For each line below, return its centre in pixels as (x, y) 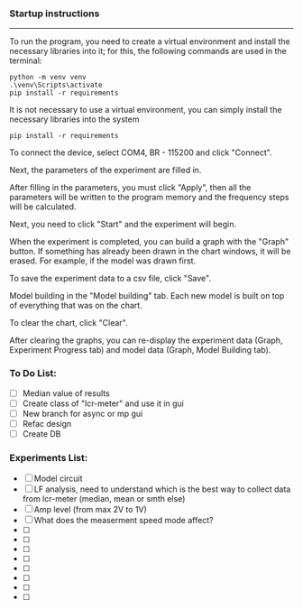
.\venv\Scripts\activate (56, 85)
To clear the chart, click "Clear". (69, 323)
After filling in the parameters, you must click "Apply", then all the (130, 188)
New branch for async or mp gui (83, 413)
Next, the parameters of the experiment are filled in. (106, 171)
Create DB (41, 434)
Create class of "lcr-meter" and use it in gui (103, 403)
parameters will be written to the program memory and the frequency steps (150, 198)
